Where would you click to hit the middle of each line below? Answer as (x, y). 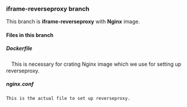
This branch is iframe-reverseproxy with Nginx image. (73, 22)
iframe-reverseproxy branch (48, 9)
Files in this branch (30, 35)
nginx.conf (20, 84)
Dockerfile (19, 48)
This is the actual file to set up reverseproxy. (68, 98)
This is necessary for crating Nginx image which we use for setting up (96, 64)
